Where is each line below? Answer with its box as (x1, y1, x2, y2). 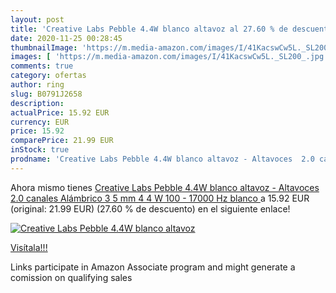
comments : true (10, 61, 74, 71)
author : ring (10, 80, 65, 90)
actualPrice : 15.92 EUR (10, 107, 110, 118)
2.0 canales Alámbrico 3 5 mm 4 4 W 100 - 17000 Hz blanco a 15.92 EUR (10, 192, 310, 204)
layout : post (10, 14, 65, 25)
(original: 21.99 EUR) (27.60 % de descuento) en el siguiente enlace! (10, 202, 291, 215)
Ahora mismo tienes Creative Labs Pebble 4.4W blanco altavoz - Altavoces (10, 181, 320, 193)
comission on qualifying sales (10, 271, 133, 283)
